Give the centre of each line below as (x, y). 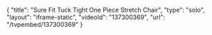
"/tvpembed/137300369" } (45, 24)
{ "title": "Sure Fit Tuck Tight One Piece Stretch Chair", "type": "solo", (106, 10)
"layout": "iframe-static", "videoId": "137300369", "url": (86, 17)
